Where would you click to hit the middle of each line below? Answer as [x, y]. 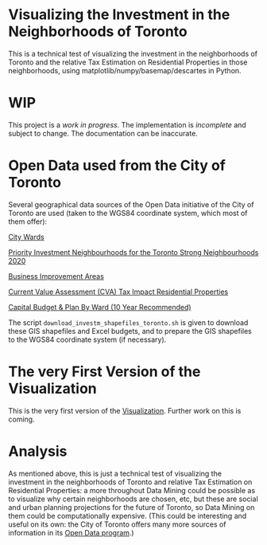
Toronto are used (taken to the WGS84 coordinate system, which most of [128, 213]
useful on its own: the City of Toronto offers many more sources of [117, 524]
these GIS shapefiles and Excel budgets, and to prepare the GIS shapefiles [130, 331]
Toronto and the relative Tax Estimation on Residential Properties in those [128, 62]
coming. [21, 419]
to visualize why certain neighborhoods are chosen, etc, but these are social [133, 499]
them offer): [28, 222]
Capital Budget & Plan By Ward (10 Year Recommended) [100, 307]
